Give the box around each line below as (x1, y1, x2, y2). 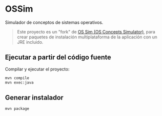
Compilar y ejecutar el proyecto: (5, 66, 70, 72)
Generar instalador (5, 93, 63, 101)
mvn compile (5, 75, 29, 81)
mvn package (5, 106, 29, 111)
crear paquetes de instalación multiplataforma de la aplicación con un (17, 34, 158, 40)
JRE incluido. (17, 39, 43, 45)
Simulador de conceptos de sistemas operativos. (5, 19, 103, 25)
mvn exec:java (5, 80, 34, 85)
